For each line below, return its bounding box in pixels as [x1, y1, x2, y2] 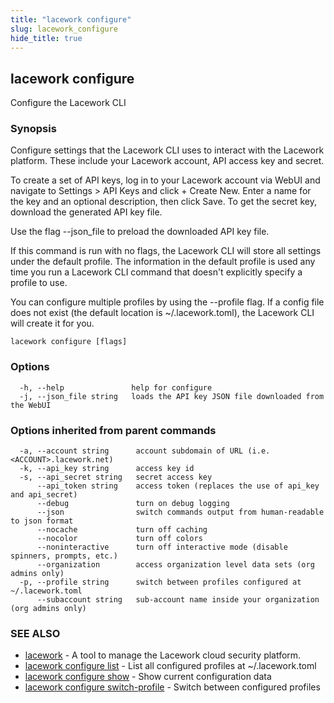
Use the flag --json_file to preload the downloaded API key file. [10, 226, 270, 238]
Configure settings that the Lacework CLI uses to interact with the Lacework [10, 144, 325, 156]
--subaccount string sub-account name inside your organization [36, 595, 320, 605]
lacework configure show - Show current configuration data [24, 671, 272, 683]
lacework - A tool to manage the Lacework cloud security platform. [24, 649, 302, 661]
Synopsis [10, 122, 57, 136]
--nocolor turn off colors [36, 534, 203, 544]
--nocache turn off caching [36, 525, 208, 535]
